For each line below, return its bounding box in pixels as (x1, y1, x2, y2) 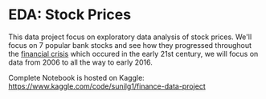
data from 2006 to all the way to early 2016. (8, 57, 153, 67)
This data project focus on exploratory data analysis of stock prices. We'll (8, 32, 252, 42)
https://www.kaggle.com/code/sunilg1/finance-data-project (8, 81, 207, 91)
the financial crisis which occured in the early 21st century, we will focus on (8, 49, 259, 58)
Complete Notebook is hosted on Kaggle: (8, 73, 145, 82)
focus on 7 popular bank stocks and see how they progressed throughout (8, 40, 252, 49)
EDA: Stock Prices (8, 6, 131, 24)
